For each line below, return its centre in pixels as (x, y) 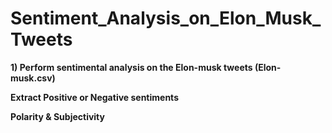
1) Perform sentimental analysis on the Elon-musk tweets (131, 67)
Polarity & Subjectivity (57, 116)
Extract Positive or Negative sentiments (94, 97)
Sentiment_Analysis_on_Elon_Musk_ (166, 18)
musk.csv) (33, 78)
